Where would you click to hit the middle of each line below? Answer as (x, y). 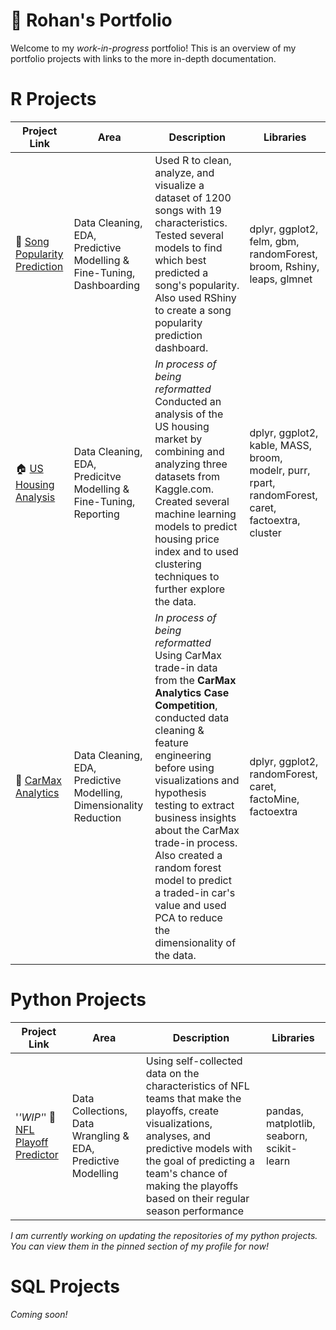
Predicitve (97, 476)
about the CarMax (197, 830)
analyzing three (191, 464)
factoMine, (274, 799)
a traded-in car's (195, 892)
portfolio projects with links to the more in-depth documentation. (143, 58)
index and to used (196, 551)
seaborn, (287, 1136)
